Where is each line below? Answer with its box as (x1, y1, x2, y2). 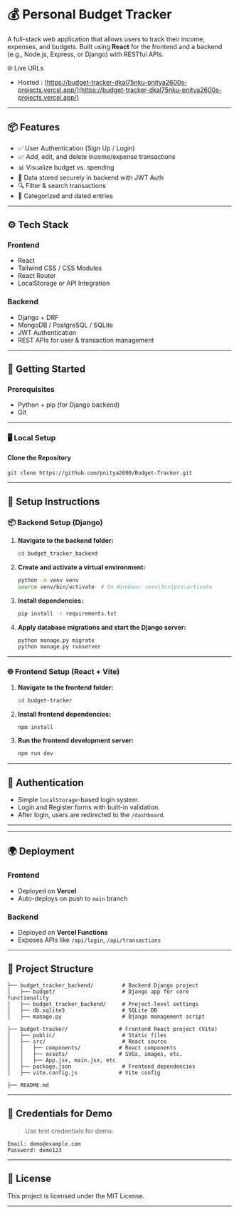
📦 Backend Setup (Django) (7, 517, 103, 527)
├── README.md (7, 1081, 50, 1089)
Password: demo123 (7, 1146, 62, 1153)
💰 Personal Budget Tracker (7, 6, 172, 23)
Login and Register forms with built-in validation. (17, 803, 160, 811)
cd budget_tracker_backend (17, 550, 98, 557)
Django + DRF (17, 313, 59, 321)
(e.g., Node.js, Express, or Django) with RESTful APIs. (7, 50, 164, 58)
